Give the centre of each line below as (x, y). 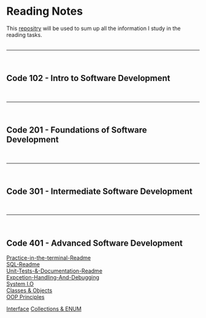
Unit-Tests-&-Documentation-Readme (55, 271)
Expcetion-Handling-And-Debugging (53, 277)
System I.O (20, 284)
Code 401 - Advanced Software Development (94, 243)
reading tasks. (24, 34)
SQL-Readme (23, 265)
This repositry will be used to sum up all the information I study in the (93, 28)
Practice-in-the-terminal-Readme (48, 258)
